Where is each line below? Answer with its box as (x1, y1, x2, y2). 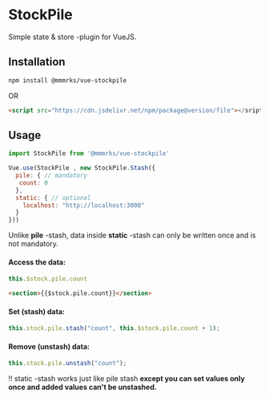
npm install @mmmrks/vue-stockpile (8, 76, 127, 85)
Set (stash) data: (8, 306, 66, 316)
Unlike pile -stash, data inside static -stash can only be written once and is (8, 230, 256, 241)
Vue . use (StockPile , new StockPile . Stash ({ (8, 164, 156, 173)
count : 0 (18, 178, 48, 187)
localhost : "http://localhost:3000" (22, 201, 146, 209)
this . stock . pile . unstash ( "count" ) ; (8, 360, 127, 368)
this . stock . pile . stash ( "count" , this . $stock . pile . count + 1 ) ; (8, 324, 220, 332)
